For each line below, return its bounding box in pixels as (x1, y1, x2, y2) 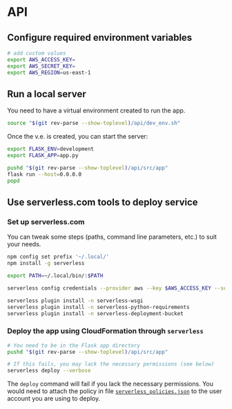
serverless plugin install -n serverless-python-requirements (7, 303, 190, 310)
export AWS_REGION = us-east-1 (7, 69, 91, 76)
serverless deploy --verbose (7, 367, 91, 375)
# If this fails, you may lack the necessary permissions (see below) (7, 361, 215, 368)
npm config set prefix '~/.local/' (7, 253, 110, 261)
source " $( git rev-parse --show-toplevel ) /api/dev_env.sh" (7, 120, 181, 127)
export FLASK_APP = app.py (7, 152, 79, 159)
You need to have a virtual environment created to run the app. (7, 106, 186, 114)
